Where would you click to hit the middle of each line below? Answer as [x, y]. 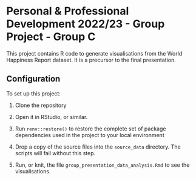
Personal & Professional [68, 11]
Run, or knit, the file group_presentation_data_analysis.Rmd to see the [102, 165]
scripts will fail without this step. [55, 153]
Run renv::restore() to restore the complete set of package [90, 129]
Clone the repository [41, 105]
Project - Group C [51, 37]
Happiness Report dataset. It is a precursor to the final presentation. [91, 60]
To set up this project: [33, 93]
